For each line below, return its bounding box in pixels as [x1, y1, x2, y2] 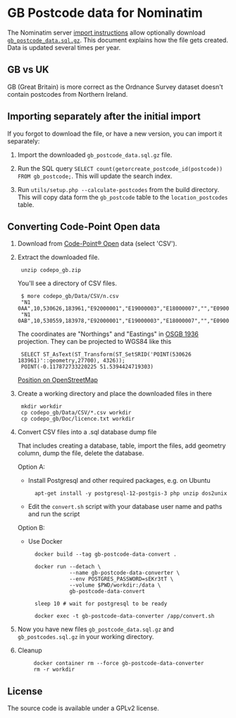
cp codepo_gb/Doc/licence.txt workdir [20, 415, 135, 423]
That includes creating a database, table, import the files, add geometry [17, 441, 226, 450]
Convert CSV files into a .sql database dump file [17, 428, 157, 436]
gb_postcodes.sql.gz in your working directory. [17, 633, 154, 641]
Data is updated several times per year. [7, 43, 121, 52]
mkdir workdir [20, 403, 63, 410]
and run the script [27, 510, 80, 518]
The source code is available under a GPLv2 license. [7, 704, 160, 712]
